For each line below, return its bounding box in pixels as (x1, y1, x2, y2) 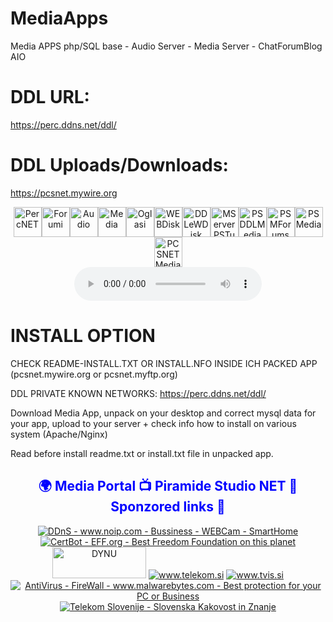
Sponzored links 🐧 (110, 498, 226, 516)
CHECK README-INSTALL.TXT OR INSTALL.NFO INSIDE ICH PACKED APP (10, 357, 318, 369)
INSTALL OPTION (10, 325, 156, 347)
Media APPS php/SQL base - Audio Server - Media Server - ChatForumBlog (10, 40, 323, 52)
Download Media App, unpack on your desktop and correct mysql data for (10, 407, 317, 419)
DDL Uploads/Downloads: (10, 154, 229, 177)
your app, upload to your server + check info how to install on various (10, 417, 297, 429)
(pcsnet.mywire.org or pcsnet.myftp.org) (10, 368, 178, 380)
